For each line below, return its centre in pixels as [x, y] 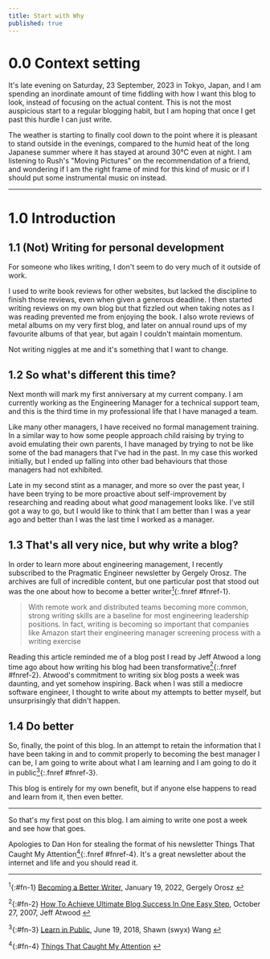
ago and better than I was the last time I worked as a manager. [111, 519]
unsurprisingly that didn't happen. [64, 701]
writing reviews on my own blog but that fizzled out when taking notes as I [131, 308]
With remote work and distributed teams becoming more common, [138, 607]
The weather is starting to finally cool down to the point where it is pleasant [133, 135]
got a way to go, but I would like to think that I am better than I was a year [130, 511]
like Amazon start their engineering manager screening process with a [144, 632]
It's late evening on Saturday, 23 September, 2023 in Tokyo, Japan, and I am [135, 85]
